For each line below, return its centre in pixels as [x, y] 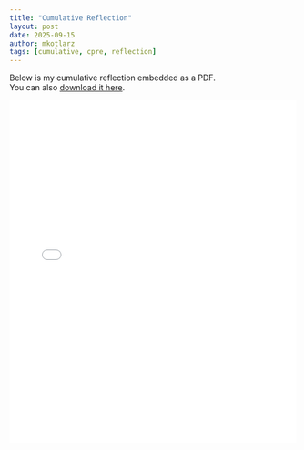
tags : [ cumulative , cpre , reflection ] [83, 52]
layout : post [34, 26]
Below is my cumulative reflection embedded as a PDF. [112, 78]
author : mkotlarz [42, 43]
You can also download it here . [67, 88]
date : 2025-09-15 [42, 35]
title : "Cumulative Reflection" [71, 18]
